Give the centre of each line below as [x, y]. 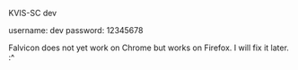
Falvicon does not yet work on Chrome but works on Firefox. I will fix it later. [149, 48]
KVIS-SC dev [33, 13]
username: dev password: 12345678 [76, 30]
